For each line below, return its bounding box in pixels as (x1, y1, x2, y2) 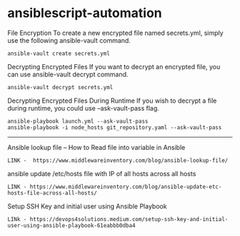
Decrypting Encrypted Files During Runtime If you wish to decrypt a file (7, 96, 217, 105)
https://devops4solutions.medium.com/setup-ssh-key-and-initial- (29, 215, 229, 222)
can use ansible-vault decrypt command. (7, 70, 129, 78)
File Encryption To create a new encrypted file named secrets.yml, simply (7, 29, 224, 37)
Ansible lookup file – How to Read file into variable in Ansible (7, 143, 186, 151)
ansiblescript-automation (7, 5, 162, 21)
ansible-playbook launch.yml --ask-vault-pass (7, 118, 149, 125)
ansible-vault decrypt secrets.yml (7, 83, 114, 91)
